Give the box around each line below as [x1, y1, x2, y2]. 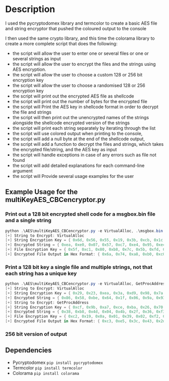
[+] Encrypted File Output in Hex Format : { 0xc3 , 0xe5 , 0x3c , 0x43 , [5, 319, 154, 324]
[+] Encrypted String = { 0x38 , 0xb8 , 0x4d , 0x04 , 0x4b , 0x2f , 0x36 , [5, 309, 154, 315]
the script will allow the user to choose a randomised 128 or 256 [12, 82, 145, 88]
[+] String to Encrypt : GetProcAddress [5, 300, 89, 305]
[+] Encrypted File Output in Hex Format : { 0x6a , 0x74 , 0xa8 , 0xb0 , [5, 252, 154, 257]
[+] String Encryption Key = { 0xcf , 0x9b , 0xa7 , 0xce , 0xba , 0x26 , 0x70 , [5, 305, 165, 310]
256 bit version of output [5, 330, 67, 337]
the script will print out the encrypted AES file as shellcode [12, 93, 134, 99]
